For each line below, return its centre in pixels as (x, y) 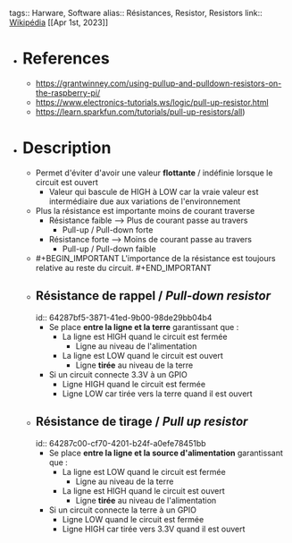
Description (67, 148)
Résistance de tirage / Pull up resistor (142, 422)
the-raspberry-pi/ (68, 92)
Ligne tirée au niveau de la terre (134, 365)
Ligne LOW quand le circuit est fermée (133, 519)
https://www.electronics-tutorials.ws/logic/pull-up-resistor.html (152, 102)
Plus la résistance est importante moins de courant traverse (145, 210)
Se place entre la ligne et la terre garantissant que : (144, 327)
